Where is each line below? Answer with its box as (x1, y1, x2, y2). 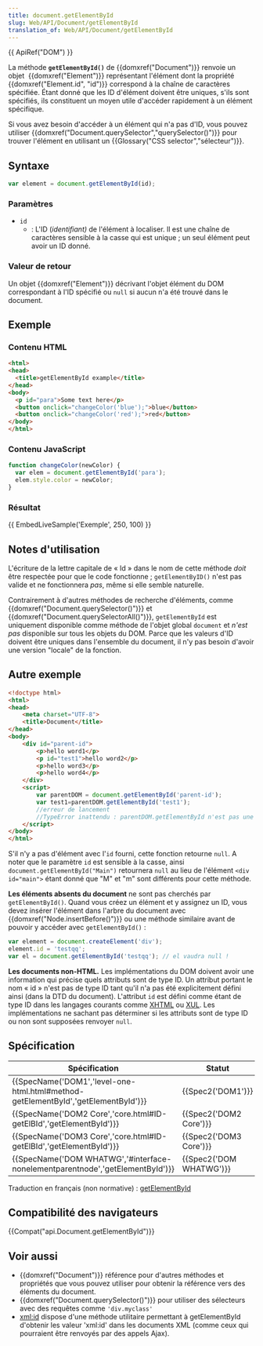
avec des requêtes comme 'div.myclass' (19, 1304, 153, 1313)
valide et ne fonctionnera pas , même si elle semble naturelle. (8, 580, 204, 589)
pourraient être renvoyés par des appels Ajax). (19, 1329, 170, 1338)
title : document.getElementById (8, 11, 113, 20)
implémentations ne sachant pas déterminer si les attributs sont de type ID (8, 1008, 249, 1017)
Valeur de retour (8, 261, 72, 272)
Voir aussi (8, 1249, 58, 1263)
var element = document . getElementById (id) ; (8, 180, 156, 188)
